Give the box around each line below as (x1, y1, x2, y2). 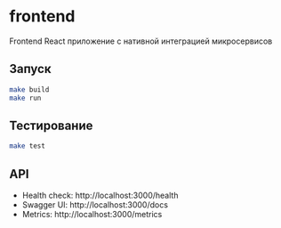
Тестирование (9, 118, 93, 133)
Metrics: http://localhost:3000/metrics (21, 209, 163, 219)
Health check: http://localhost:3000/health (21, 190, 179, 200)
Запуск (9, 61, 52, 77)
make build (9, 85, 50, 94)
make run (9, 94, 42, 102)
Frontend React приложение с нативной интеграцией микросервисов (9, 36, 273, 46)
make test (9, 142, 46, 151)
